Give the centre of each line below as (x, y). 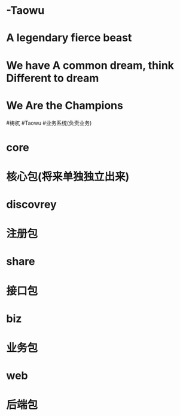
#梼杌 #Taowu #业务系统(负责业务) (49, 123)
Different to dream (53, 78)
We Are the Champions (65, 105)
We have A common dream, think (90, 65)
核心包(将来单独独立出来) (68, 177)
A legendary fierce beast (69, 38)
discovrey (31, 205)
